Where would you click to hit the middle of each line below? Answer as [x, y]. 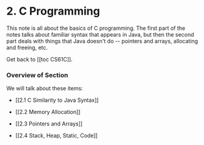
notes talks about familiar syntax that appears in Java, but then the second [100, 34]
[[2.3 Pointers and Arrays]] [49, 124]
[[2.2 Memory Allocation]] [48, 112]
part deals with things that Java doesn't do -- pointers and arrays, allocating [102, 41]
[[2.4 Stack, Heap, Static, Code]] [56, 136]
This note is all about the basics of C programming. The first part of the [96, 28]
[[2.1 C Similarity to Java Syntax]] [57, 100]
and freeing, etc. [27, 48]
